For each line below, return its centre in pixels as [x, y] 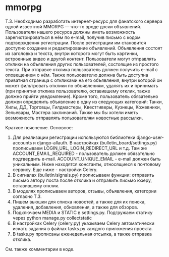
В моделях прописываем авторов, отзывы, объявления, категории [84, 191]
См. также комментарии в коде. [40, 249]
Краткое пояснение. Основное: [39, 127]
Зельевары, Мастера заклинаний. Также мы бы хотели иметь [72, 112]
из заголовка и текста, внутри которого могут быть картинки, [72, 53]
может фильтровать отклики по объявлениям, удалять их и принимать [82, 85]
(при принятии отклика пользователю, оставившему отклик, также [78, 91]
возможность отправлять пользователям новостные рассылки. [74, 118]
